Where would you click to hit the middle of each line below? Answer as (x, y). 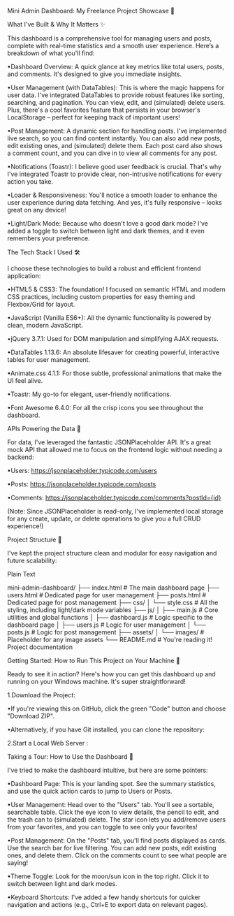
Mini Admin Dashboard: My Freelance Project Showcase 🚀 (91, 11)
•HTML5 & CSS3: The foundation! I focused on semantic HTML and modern (116, 289)
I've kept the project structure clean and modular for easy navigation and (112, 553)
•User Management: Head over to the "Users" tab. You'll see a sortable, (111, 805)
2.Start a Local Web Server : (48, 743)
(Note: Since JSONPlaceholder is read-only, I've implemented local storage (115, 511)
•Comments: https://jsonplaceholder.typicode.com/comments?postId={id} (114, 497)
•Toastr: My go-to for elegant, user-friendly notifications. (89, 394)
